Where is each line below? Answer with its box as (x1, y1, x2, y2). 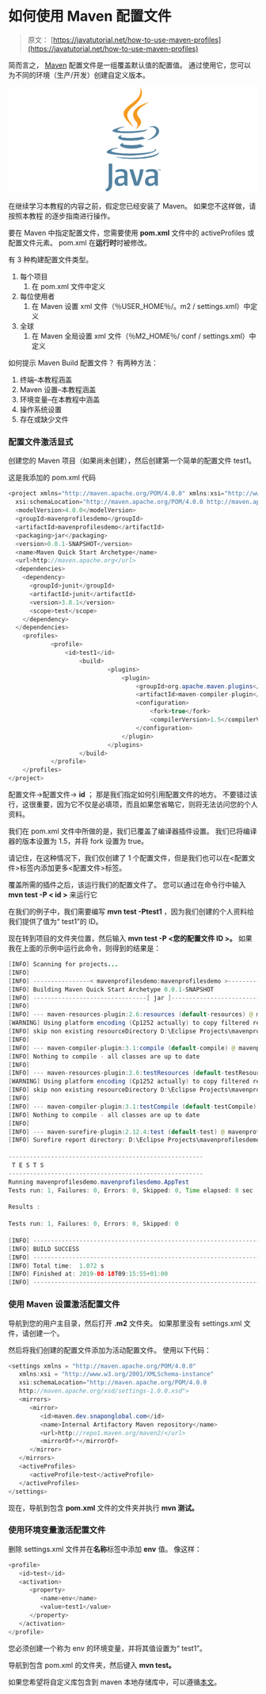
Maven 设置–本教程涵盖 (19, 385, 97, 395)
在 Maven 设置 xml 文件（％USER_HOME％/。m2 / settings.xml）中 (31, 302, 251, 311)
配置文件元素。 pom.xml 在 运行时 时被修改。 (8, 238, 152, 248)
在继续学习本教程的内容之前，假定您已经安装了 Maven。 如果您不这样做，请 (8, 202, 256, 211)
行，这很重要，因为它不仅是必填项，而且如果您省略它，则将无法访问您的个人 (8, 799, 258, 810)
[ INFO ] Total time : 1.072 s (8, 1261, 104, 1270)
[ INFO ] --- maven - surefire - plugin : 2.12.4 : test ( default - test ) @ (8, 1128, 225, 1136)
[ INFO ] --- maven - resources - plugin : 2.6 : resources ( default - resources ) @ (8, 1011, 253, 1018)
